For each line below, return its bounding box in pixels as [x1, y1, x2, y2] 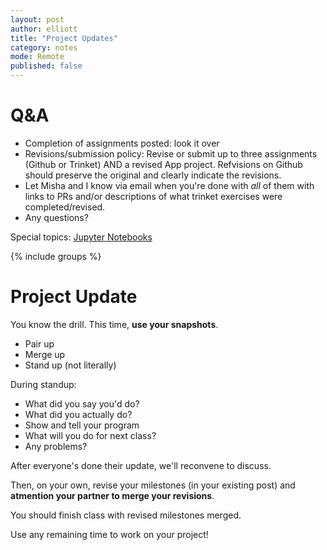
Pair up [24, 337, 55, 350]
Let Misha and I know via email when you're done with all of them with [24, 179, 315, 191]
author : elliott [10, 24, 78, 34]
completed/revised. [24, 201, 106, 213]
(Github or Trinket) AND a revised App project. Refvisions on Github [24, 158, 303, 170]
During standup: [10, 378, 77, 390]
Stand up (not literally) [24, 359, 117, 371]
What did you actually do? [24, 408, 133, 420]
